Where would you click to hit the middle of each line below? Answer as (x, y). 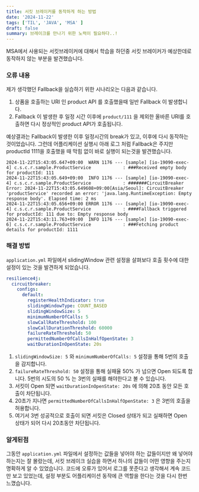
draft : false (22, 28)
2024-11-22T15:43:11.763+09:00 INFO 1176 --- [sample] (76, 219)
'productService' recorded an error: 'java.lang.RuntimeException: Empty (99, 194)
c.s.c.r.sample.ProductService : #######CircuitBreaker (99, 183)
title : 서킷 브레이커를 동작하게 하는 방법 (51, 12)
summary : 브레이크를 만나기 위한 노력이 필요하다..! (62, 34)
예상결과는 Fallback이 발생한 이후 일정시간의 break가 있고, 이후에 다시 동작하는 (97, 137)
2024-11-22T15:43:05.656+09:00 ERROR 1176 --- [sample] (76, 204)
